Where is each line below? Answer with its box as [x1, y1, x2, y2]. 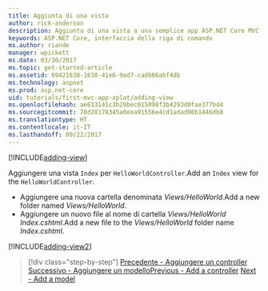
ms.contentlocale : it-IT [8, 123, 91, 131]
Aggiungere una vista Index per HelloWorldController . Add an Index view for [8, 168, 259, 177]
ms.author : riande [8, 42, 70, 50]
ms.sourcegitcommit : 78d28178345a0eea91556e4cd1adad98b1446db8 [8, 109, 224, 117]
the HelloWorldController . [8, 177, 95, 186]
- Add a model [27, 273, 76, 284]
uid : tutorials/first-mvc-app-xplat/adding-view [8, 94, 174, 102]
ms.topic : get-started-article [8, 64, 113, 72]
